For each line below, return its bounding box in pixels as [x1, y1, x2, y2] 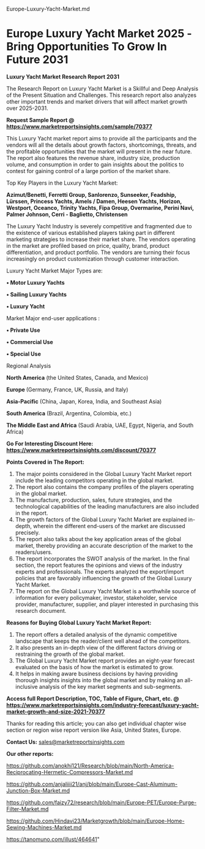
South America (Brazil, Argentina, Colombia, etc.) [6, 409, 132, 417]
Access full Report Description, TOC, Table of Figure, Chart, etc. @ [6, 694, 179, 702]
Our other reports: [6, 750, 54, 757]
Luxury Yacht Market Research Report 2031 [6, 73, 120, 80]
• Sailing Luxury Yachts [6, 291, 67, 298]
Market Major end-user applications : [6, 314, 100, 321]
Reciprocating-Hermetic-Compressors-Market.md [6, 768, 133, 775]
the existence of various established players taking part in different [6, 229, 176, 236]
